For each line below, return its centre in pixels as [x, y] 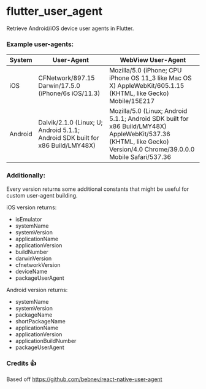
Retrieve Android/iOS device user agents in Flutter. [70, 28]
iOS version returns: [32, 207]
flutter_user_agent [55, 11]
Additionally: [26, 175]
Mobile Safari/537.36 [140, 157]
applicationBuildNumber [46, 341]
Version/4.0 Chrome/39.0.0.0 [152, 150]
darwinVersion [33, 258]
